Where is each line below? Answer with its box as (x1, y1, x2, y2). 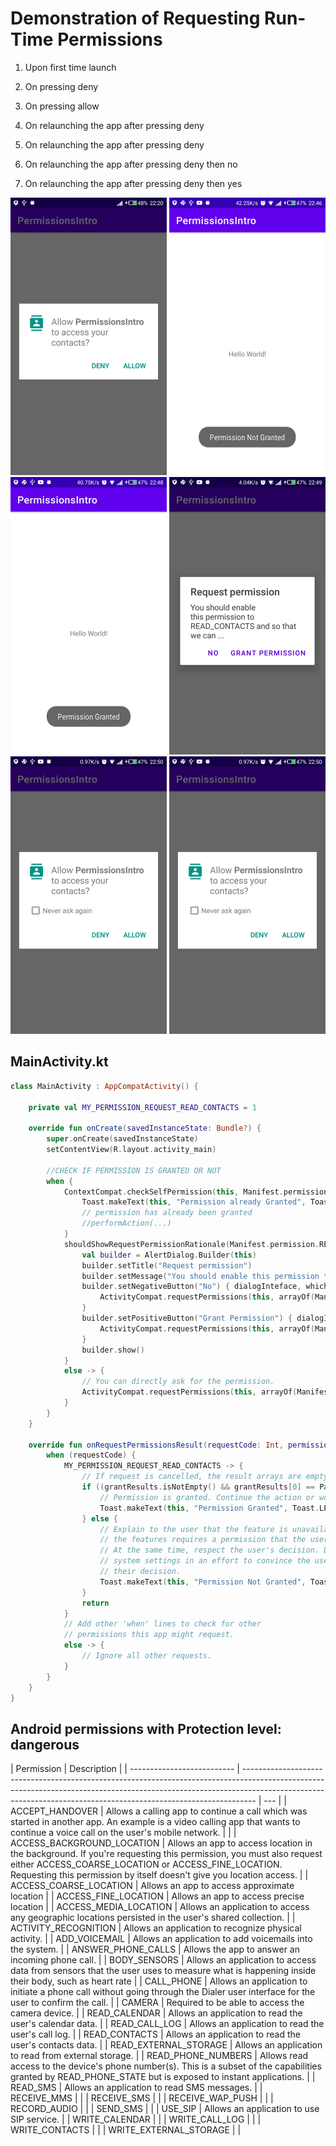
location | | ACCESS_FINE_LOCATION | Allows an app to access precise (10, 1890, 305, 1902)
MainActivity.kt (10, 1053, 109, 1071)
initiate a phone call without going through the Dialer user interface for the (10, 1986, 316, 1998)
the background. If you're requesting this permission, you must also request (10, 1848, 323, 1860)
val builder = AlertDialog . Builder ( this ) (81, 1250, 257, 1260)
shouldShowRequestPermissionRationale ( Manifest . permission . (63, 1239, 320, 1249)
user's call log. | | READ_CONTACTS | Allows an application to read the (10, 2028, 301, 2041)
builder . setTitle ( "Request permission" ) (81, 1260, 253, 1271)
